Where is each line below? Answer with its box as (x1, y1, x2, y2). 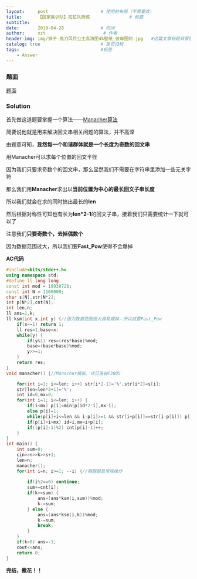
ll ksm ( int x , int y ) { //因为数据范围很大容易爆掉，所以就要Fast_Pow (6, 316, 162, 322)
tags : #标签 (6, 47, 113, 53)
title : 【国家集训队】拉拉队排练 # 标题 (6, 14, 144, 20)
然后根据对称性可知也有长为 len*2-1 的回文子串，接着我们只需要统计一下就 (6, 210, 184, 217)
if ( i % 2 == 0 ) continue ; (27, 479, 80, 485)
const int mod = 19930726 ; (6, 283, 72, 289)
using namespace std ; (6, 273, 59, 278)
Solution (6, 102, 31, 110)
